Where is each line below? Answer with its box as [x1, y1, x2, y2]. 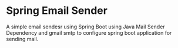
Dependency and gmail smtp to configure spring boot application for [6, 29, 172, 36]
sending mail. [6, 35, 39, 42]
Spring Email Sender [6, 4, 108, 17]
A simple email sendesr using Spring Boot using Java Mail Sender [6, 23, 166, 30]
